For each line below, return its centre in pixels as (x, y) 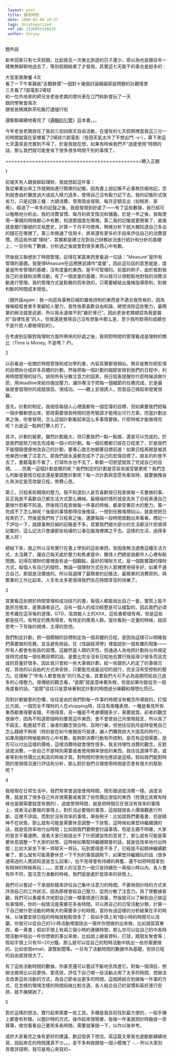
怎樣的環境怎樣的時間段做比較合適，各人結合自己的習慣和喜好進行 (88, 985)
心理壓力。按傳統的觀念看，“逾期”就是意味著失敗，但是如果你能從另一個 (90, 682)
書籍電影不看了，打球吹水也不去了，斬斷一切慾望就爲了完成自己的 (88, 462)
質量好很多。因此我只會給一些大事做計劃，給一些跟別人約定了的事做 (86, 663)
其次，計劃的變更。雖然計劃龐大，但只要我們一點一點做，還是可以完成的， (84, 437)
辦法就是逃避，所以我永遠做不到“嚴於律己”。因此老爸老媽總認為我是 (86, 313)
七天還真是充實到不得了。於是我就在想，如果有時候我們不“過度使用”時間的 (84, 144)
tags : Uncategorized (29, 24)
